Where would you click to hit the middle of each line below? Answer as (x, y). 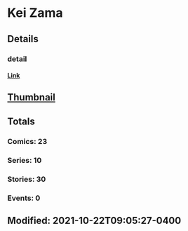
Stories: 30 (27, 179)
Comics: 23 (27, 141)
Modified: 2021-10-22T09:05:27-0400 (94, 220)
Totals (21, 121)
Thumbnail (32, 97)
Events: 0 (24, 198)
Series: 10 (25, 160)
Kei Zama (35, 13)
